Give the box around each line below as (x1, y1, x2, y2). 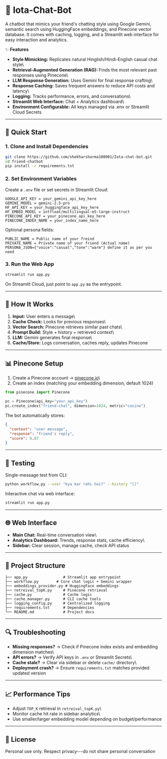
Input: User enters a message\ (12, 313, 76, 319)
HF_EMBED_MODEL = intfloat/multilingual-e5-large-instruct (5, 209, 130, 214)
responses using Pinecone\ (12, 72, 69, 78)
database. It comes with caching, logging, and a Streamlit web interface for (5, 31, 159, 37)
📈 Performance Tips (5, 690, 71, 698)
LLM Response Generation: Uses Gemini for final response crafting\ (12, 77, 153, 83)
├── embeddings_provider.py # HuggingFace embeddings (5, 583, 119, 588)
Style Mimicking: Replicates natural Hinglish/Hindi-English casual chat (12, 56, 158, 62)
